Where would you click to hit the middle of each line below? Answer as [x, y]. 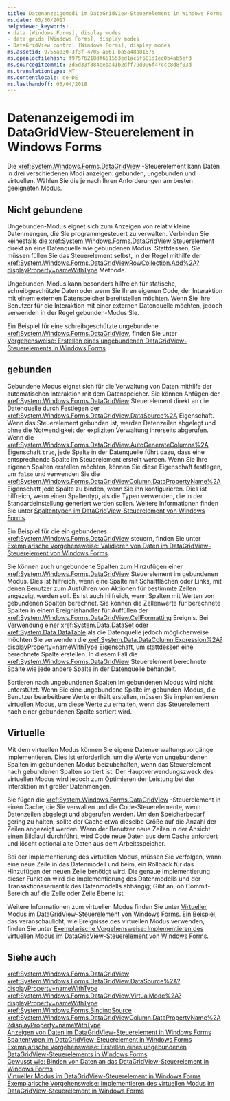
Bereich [18, 893]
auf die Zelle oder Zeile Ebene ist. [78, 893]
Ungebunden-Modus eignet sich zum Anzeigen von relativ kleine [99, 226]
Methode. [113, 270]
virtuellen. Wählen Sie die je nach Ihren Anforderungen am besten [100, 181]
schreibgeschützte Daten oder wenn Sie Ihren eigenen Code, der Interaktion [115, 291]
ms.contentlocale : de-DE [43, 77]
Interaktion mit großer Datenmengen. [59, 786]
